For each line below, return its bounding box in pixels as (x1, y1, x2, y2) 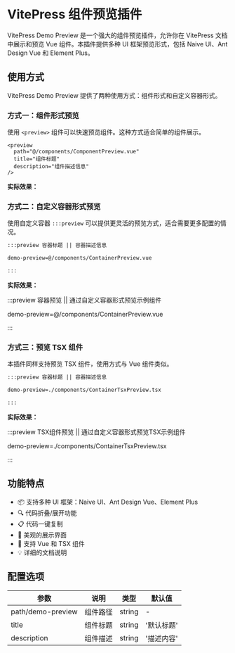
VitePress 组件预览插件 (7, 6, 142, 23)
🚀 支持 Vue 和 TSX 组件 (17, 539, 86, 547)
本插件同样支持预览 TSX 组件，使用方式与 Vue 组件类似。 (7, 360, 173, 368)
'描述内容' (145, 633, 178, 643)
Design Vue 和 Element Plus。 (7, 49, 94, 57)
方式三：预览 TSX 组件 (7, 342, 83, 352)
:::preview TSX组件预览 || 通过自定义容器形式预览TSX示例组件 (7, 427, 186, 436)
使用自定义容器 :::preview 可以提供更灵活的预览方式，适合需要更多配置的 (7, 219, 221, 227)
